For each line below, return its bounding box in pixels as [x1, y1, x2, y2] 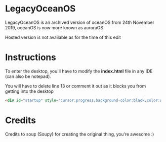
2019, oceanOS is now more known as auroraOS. [5, 24, 105, 30]
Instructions [5, 52, 56, 63]
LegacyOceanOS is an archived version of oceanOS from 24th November [5, 19, 155, 25]
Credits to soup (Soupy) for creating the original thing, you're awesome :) [5, 131, 154, 137]
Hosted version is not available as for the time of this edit [5, 34, 121, 40]
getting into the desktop [5, 88, 54, 94]
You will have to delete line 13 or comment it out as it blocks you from [5, 83, 146, 89]
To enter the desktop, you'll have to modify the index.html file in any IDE [5, 68, 153, 74]
